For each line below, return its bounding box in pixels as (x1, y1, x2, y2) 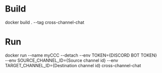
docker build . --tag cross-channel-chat (5, 19, 85, 25)
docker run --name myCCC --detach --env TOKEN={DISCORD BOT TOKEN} (5, 52, 157, 58)
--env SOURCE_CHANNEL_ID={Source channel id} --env (5, 57, 118, 63)
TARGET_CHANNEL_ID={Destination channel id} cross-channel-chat (5, 62, 141, 68)
